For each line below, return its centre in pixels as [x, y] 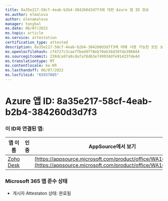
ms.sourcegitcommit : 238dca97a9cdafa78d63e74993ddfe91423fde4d [72, 56]
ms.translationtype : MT [30, 61]
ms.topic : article [24, 33]
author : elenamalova [27, 19]
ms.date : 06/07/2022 [27, 28]
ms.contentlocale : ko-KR [31, 65]
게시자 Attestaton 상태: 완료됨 [42, 193]
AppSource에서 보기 [112, 146]
